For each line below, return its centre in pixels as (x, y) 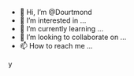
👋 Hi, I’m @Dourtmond (56, 12)
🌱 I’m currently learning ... (61, 29)
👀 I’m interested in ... (53, 20)
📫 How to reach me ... (56, 46)
